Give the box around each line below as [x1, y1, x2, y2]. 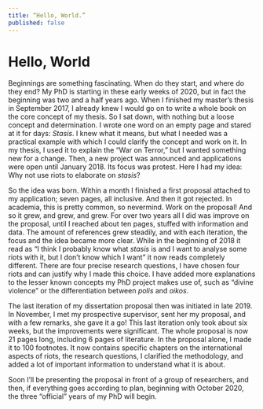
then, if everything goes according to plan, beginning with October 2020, [8, 383, 245, 393]
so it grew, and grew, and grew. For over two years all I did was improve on [8, 211, 250, 220]
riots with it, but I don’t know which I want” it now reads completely [8, 252, 225, 262]
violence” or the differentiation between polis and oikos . [8, 286, 189, 296]
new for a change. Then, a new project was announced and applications [8, 154, 242, 164]
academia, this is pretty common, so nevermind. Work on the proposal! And [8, 202, 253, 212]
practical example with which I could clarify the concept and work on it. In [8, 137, 247, 146]
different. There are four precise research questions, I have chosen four [8, 261, 240, 271]
